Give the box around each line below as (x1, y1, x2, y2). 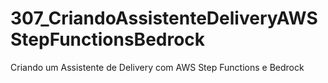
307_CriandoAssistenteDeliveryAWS (10, 7, 318, 30)
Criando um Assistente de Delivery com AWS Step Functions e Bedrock (10, 61, 305, 73)
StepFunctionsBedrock (10, 28, 206, 51)
